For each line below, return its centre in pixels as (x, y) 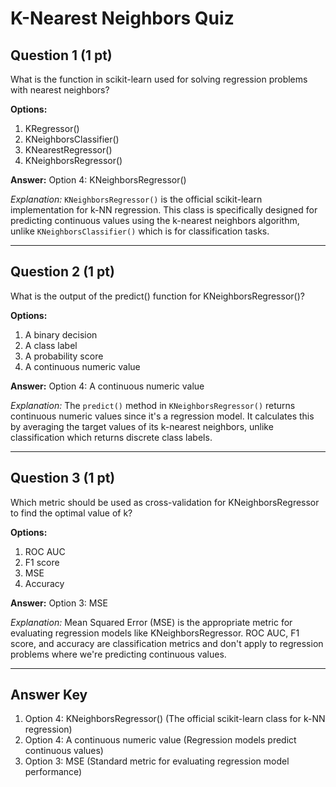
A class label (51, 345)
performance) (53, 772)
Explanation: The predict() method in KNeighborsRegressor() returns (153, 405)
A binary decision (61, 334)
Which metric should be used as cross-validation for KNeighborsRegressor (165, 502)
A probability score (64, 356)
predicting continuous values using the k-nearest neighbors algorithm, (155, 220)
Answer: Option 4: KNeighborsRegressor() (98, 180)
